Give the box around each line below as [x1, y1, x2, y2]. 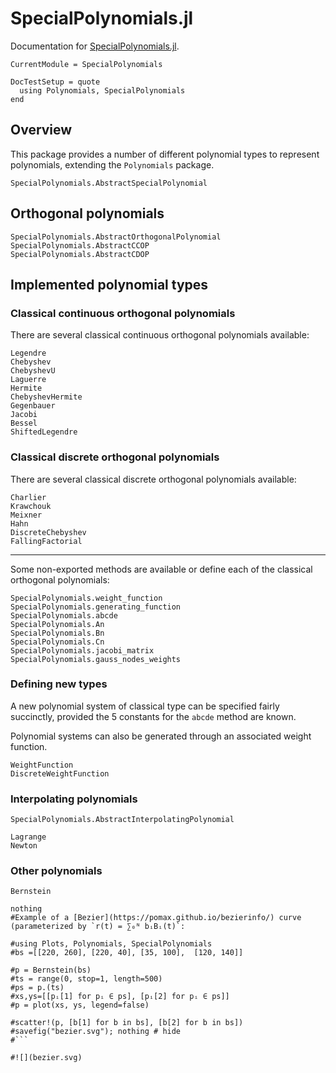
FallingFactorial [10, 536, 83, 546]
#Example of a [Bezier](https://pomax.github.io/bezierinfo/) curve [10, 913, 302, 923]
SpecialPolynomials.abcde [10, 610, 118, 621]
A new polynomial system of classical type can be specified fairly [10, 700, 280, 712]
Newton [10, 841, 38, 851]
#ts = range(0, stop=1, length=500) [10, 974, 163, 984]
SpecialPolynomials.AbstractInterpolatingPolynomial [10, 815, 235, 825]
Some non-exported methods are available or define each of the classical [10, 563, 313, 575]
